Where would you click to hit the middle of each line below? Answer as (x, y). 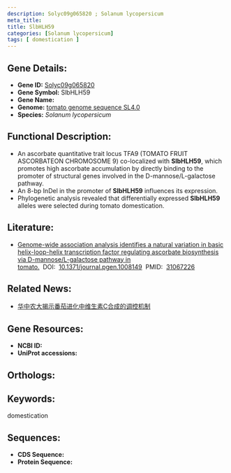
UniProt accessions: (47, 353)
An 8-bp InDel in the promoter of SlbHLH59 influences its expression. (118, 190)
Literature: (31, 228)
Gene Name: (36, 99)
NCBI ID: (30, 346)
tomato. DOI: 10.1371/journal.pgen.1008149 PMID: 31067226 (106, 267)
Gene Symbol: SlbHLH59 (54, 92)
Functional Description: (59, 137)
